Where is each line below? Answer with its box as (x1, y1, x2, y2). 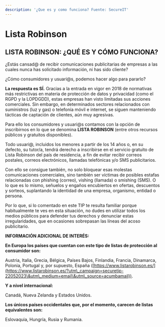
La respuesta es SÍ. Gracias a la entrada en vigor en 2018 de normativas (5, 85, 152, 91)
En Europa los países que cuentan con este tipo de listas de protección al (5, 242, 158, 248)
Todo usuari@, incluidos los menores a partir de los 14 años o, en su (5, 141, 144, 147)
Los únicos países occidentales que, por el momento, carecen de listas (5, 301, 153, 307)
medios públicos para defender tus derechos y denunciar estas (5, 213, 134, 218)
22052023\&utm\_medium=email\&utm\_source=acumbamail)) (5, 273, 132, 279)
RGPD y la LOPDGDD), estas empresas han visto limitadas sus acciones (5, 96, 151, 102)
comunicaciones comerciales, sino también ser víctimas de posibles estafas (5, 172, 160, 178)
